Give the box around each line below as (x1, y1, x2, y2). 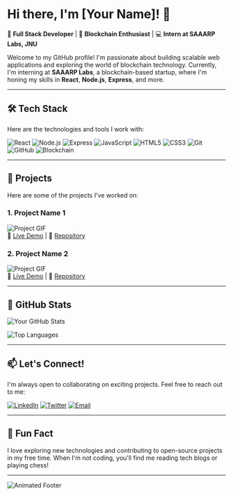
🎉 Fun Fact (7, 428, 53, 440)
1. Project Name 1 (7, 208, 66, 218)
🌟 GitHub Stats (7, 298, 71, 310)
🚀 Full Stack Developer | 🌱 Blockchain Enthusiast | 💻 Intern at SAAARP (7, 29, 216, 38)
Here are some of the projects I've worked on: (7, 191, 139, 199)
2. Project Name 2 (7, 248, 69, 258)
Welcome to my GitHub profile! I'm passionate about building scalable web (7, 53, 221, 61)
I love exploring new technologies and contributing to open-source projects (7, 446, 223, 454)
